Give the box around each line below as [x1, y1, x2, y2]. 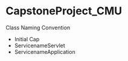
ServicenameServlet [14, 42, 66, 49]
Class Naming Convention [5, 24, 71, 31]
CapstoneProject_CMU [5, 4, 123, 18]
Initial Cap [14, 35, 40, 42]
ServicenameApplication [14, 48, 76, 55]
